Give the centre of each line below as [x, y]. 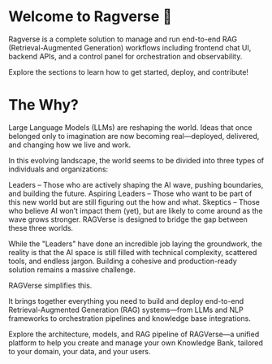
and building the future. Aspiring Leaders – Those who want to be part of [130, 193]
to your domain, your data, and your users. [80, 351]
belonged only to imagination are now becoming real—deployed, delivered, [134, 136]
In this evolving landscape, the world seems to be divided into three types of [136, 160]
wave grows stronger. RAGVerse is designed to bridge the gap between [128, 219]
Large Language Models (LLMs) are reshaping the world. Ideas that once [130, 127]
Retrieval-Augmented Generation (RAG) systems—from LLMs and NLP [126, 310]
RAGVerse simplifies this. [50, 285]
